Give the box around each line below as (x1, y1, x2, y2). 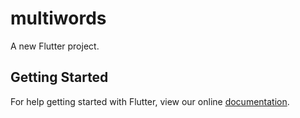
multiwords (10, 7, 107, 30)
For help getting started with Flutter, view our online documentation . (10, 95, 290, 107)
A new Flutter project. (10, 40, 100, 52)
